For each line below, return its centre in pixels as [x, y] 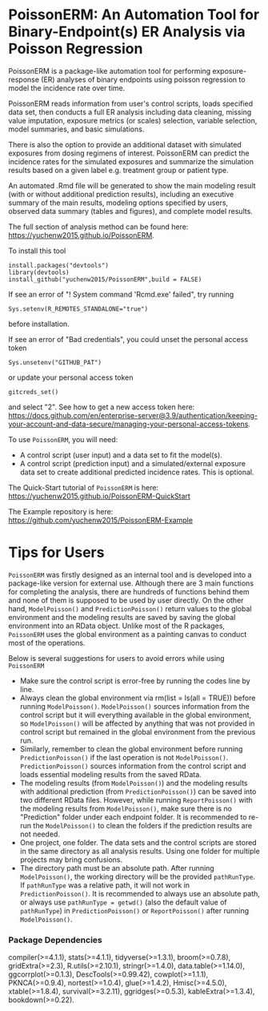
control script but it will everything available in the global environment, [136, 715]
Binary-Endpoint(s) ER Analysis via [127, 32]
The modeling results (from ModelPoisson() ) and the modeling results [134, 783]
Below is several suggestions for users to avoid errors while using [117, 658]
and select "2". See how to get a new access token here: [102, 407]
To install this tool [37, 251]
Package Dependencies [55, 940]
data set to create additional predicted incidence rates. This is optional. [137, 472]
